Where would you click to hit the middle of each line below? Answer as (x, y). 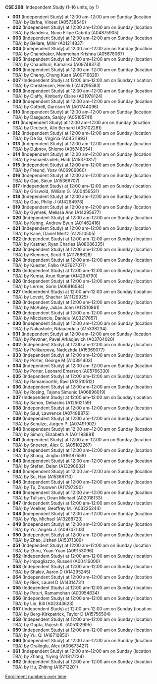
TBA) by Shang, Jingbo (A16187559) (49, 455)
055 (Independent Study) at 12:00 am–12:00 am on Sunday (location (82, 587)
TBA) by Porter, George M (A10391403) (52, 360)
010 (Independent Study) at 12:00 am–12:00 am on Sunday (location (82, 112)
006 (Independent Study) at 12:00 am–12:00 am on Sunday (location (82, 70)
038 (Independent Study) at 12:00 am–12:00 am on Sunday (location (82, 408)
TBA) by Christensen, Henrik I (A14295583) (56, 86)
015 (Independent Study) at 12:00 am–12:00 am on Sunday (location (81, 165)
